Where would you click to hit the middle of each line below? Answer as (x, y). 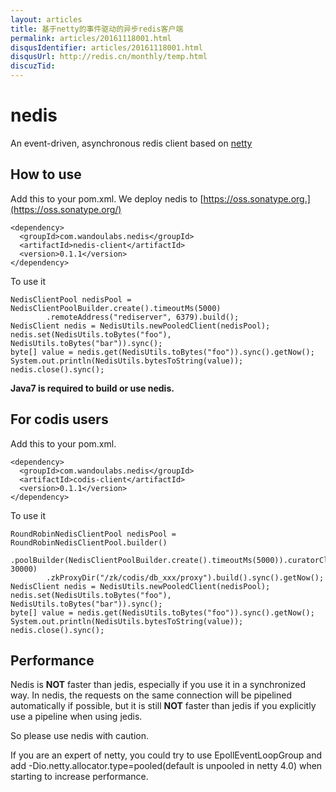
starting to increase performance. (79, 777)
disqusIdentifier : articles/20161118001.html (106, 47)
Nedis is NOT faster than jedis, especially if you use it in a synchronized (158, 685)
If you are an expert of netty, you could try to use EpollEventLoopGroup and (166, 755)
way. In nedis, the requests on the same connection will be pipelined (151, 695)
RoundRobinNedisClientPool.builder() (89, 542)
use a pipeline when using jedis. (76, 717)
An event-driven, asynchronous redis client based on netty (131, 143)
